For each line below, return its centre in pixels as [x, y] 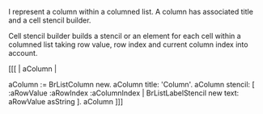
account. [23, 53]
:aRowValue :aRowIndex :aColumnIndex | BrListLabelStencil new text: [124, 93]
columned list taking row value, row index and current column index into [128, 44]
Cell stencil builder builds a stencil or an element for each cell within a [125, 36]
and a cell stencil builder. [50, 20]
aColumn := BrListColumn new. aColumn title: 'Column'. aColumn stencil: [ [131, 84]
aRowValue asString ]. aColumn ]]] [66, 101]
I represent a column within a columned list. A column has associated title [131, 12]
